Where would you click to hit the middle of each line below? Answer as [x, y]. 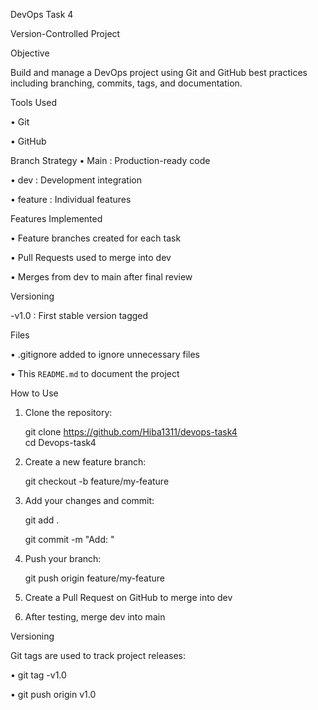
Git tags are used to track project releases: [98, 655]
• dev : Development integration [76, 180]
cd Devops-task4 [60, 442]
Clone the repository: [68, 412]
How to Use [34, 393]
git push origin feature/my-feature [94, 578]
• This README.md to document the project [95, 373]
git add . [42, 520]
